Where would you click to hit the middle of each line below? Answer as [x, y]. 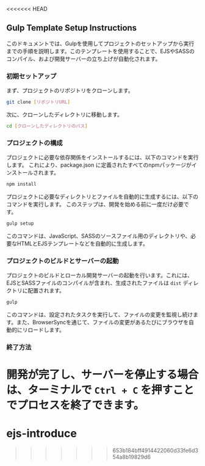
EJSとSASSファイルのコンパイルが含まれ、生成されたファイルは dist [94, 283]
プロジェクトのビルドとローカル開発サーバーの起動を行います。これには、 [100, 275]
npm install [21, 184]
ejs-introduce [42, 434]
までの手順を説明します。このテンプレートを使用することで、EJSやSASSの [101, 51]
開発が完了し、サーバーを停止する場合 [103, 375]
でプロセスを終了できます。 [75, 405]
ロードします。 [46, 330]
